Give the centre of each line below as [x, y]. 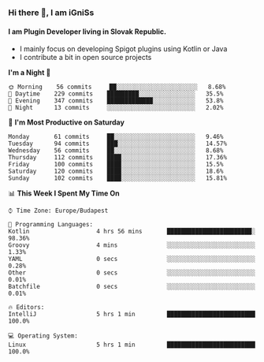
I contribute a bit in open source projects [86, 58]
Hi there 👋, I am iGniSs [51, 13]
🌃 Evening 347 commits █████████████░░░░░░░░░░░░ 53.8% [116, 101]
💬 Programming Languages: [50, 225]
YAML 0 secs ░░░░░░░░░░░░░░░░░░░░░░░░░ [132, 259]
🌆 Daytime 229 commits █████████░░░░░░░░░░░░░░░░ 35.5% [116, 94]
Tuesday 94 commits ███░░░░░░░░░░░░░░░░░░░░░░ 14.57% [117, 144]
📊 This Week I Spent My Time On [64, 193]
